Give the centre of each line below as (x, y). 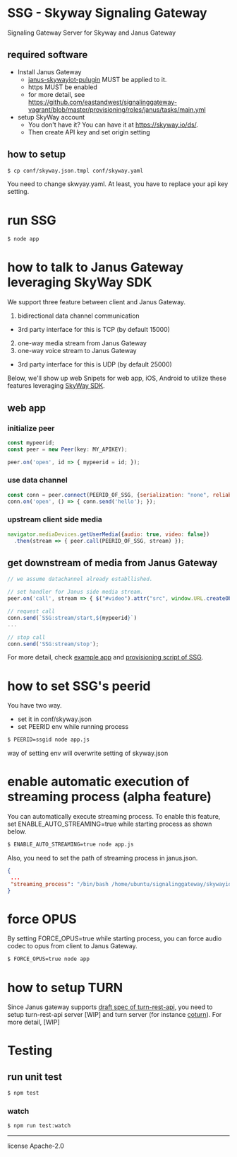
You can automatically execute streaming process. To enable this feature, (114, 817)
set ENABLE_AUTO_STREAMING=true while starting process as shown (110, 824)
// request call (31, 611)
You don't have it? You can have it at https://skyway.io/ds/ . (113, 125)
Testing (30, 1050)
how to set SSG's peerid (79, 686)
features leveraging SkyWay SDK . (56, 386)
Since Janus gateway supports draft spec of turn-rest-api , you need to (110, 1007)
